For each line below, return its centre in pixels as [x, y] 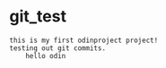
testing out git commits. [57, 48]
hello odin [46, 55]
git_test [38, 17]
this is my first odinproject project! [84, 40]
